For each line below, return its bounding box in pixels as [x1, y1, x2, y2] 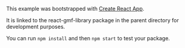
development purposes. [6, 23, 65, 30]
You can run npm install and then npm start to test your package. [6, 35, 170, 41]
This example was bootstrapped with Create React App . [6, 5, 145, 12]
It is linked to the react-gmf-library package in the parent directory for [6, 17, 179, 23]
